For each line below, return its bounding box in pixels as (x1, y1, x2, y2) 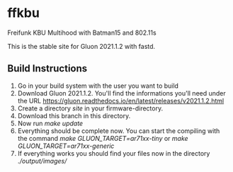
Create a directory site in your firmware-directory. (17, 104, 164, 113)
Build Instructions (7, 62, 88, 75)
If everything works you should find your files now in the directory (17, 149, 210, 157)
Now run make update (17, 119, 84, 127)
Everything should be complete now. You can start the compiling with (17, 126, 220, 135)
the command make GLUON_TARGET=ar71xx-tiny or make (17, 134, 189, 142)
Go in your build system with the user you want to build (17, 81, 179, 90)
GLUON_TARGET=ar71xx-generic (17, 142, 115, 150)
